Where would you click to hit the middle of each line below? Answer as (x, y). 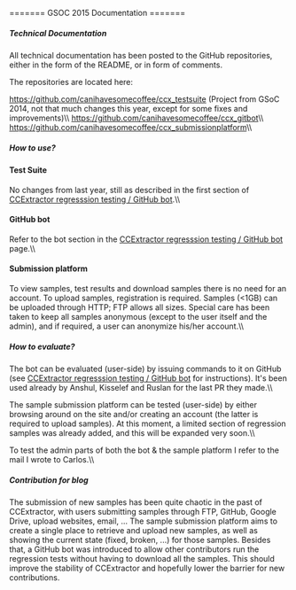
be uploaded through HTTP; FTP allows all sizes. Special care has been (140, 307)
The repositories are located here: (71, 82)
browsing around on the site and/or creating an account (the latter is (134, 414)
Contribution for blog (49, 480)
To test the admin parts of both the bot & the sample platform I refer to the (144, 450)
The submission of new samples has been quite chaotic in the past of (136, 502)
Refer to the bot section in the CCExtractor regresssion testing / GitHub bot (146, 239)
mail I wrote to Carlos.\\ (52, 459)
